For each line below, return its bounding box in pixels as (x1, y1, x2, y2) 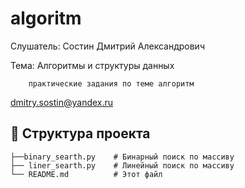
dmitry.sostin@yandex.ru (10, 96, 114, 108)
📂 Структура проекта (10, 125, 151, 142)
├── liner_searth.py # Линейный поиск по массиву (10, 160, 235, 171)
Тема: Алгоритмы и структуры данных (10, 59, 175, 71)
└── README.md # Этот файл (10, 169, 163, 179)
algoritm (10, 7, 82, 30)
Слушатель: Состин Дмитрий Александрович (10, 40, 205, 52)
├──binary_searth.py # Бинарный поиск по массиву (10, 152, 235, 162)
